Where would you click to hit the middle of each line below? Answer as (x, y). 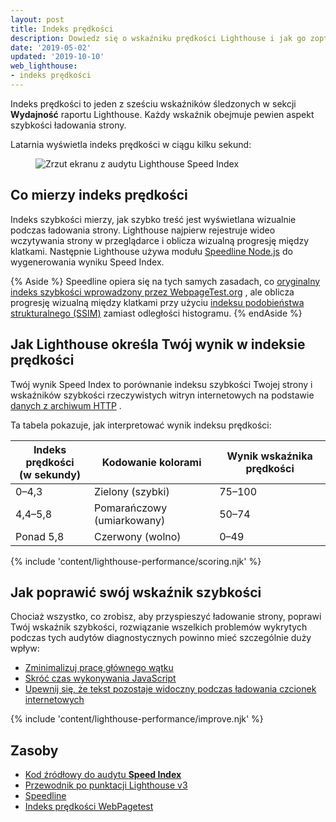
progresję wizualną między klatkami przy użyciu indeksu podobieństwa (157, 302)
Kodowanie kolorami (151, 462)
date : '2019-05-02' (51, 47)
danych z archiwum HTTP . (66, 405)
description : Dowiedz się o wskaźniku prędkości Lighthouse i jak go (158, 38)
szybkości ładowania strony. (68, 125)
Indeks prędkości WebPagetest (89, 807)
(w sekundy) (50, 474)
